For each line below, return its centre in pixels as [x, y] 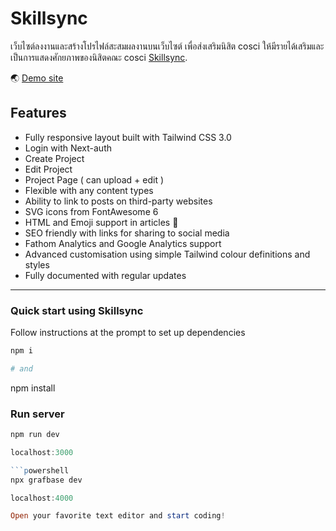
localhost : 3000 [42, 452]
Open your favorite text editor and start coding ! [118, 516]
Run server [37, 414]
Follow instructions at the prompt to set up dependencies [128, 333]
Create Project [54, 158]
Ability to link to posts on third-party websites [118, 201]
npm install [33, 388]
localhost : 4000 [42, 498]
